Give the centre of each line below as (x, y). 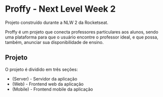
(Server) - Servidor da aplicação (45, 78)
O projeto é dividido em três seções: (41, 69)
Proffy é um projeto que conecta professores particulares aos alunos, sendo (82, 32)
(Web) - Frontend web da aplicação (48, 84)
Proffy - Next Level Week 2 (61, 9)
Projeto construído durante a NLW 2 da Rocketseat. (57, 22)
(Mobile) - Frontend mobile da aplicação (52, 89)
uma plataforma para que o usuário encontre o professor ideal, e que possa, (82, 37)
